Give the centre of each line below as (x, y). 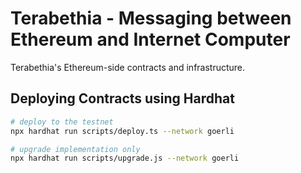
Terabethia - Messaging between (151, 18)
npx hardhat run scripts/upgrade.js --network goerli (125, 158)
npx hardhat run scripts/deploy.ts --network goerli (122, 131)
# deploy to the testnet (62, 122)
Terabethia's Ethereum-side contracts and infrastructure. (128, 67)
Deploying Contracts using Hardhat (122, 98)
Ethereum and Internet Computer (150, 39)
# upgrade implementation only (75, 149)
